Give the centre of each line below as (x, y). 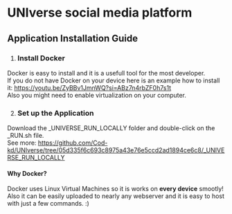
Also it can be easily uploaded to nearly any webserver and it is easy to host (116, 196)
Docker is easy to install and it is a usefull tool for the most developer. (106, 73)
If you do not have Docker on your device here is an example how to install (114, 80)
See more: (22, 143)
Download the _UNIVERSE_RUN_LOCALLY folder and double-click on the (111, 128)
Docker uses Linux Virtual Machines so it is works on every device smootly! (115, 189)
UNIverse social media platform (100, 13)
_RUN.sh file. (26, 136)
